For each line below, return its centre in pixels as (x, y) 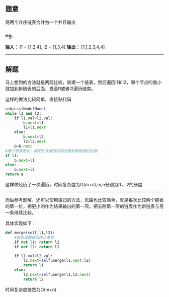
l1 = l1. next (35, 127)
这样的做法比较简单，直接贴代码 (38, 99)
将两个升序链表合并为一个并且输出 (40, 22)
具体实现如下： (21, 224)
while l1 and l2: (23, 113)
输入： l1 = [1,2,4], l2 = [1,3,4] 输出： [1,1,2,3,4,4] (55, 47)
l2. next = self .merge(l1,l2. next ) (57, 275)
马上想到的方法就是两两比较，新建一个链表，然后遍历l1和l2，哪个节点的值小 (83, 82)
